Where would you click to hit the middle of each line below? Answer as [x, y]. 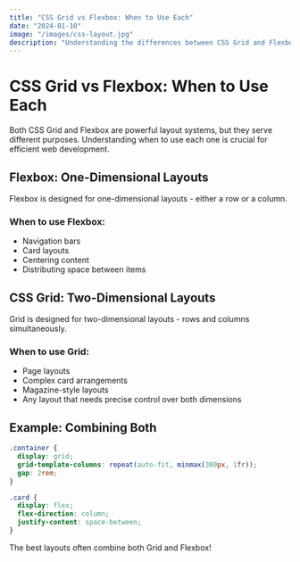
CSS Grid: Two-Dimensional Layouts [112, 298]
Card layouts [46, 251]
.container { [33, 448]
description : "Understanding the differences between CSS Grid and [137, 42]
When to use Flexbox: [57, 221]
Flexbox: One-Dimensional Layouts [109, 177]
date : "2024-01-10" [46, 26]
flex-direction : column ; [63, 514]
